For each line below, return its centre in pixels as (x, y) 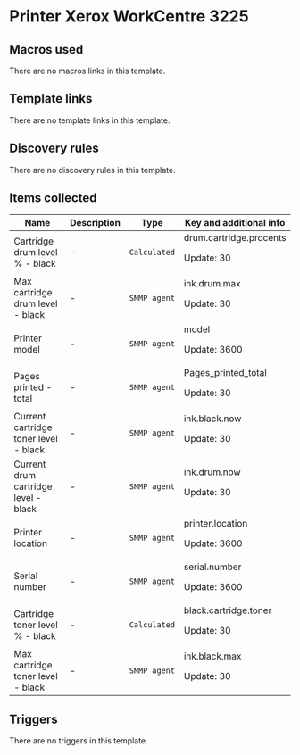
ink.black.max (212, 656)
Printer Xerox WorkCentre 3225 (129, 17)
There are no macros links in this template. (87, 71)
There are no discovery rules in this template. (92, 170)
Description (95, 223)
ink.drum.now (212, 472)
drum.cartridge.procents (235, 238)
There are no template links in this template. (90, 120)
